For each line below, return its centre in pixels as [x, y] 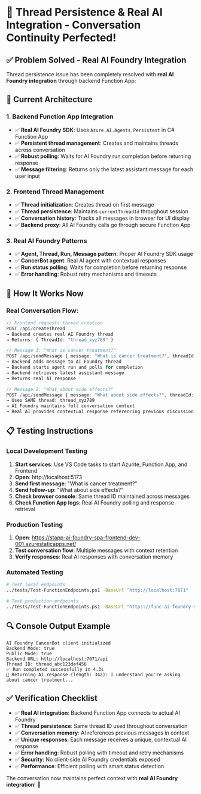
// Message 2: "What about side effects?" [60, 389]
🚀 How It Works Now [45, 293]
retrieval [25, 509]
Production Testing [35, 524]
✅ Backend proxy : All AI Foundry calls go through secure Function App [103, 225]
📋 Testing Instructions [50, 431]
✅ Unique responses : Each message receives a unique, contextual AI [101, 739]
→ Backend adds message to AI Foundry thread [64, 362]
